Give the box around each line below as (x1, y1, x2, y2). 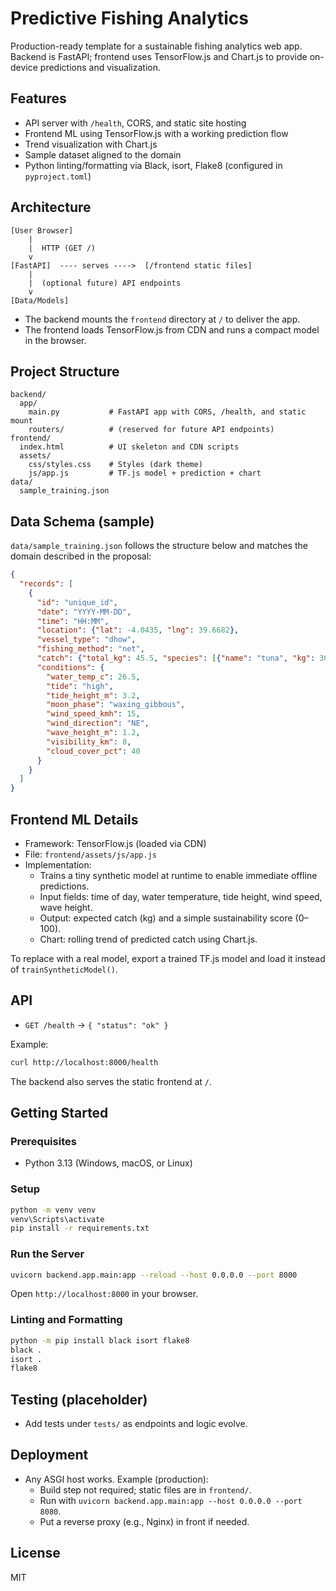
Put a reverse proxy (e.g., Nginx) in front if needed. (39, 1515, 250, 1527)
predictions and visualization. (39, 61, 161, 73)
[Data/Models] (10, 295, 70, 306)
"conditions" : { (36, 662, 105, 672)
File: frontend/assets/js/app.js (24, 848, 157, 860)
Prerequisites (10, 1135, 77, 1148)
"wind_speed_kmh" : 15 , (46, 709, 141, 719)
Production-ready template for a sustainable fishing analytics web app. (10, 40, 303, 52)
